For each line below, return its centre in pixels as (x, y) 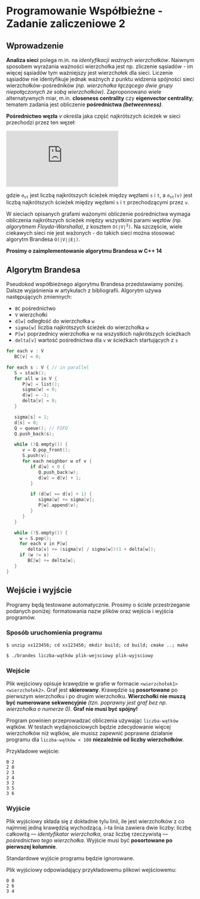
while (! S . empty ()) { (41, 533)
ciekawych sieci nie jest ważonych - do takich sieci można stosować (90, 233)
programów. (21, 617)
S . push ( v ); (36, 456)
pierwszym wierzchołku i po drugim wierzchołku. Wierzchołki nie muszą (96, 697)
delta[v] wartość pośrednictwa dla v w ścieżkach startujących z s (96, 340)
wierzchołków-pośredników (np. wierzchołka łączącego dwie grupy (90, 85)
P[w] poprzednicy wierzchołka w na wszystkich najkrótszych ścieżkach (103, 334)
